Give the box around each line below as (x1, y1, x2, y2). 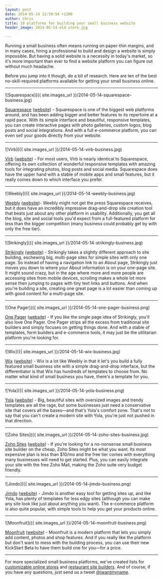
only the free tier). (5, 226, 41, 232)
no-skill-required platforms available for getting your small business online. (5, 78, 155, 84)
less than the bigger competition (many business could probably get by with (5, 221, 157, 227)
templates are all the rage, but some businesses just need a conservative (5, 402, 151, 408)
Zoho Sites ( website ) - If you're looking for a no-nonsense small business (5, 441, 152, 447)
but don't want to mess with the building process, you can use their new (5, 540, 149, 545)
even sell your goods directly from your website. (5, 132, 102, 139)
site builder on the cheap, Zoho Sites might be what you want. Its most (5, 446, 147, 453)
